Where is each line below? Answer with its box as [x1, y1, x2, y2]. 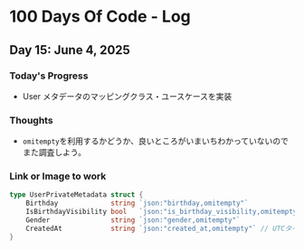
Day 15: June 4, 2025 [9, 42, 131, 58]
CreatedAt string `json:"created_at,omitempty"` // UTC [25, 224, 285, 233]
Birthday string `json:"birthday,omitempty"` [25, 199, 249, 208]
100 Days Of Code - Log [9, 6, 192, 27]
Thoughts [9, 114, 53, 126]
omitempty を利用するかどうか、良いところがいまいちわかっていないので [22, 135, 290, 146]
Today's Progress [9, 69, 89, 82]
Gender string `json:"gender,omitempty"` [25, 216, 242, 225]
